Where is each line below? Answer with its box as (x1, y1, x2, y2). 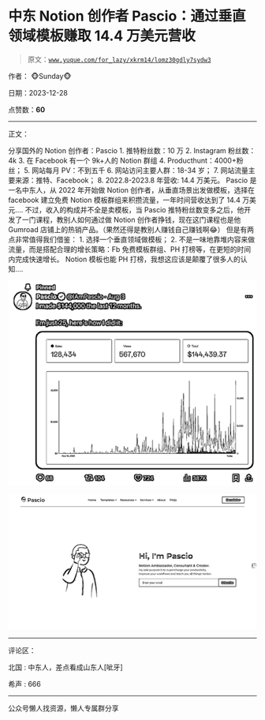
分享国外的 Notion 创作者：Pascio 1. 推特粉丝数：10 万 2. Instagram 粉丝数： (8, 145, 256, 155)
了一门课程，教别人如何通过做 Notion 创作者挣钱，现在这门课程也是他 (14, 215, 241, 224)
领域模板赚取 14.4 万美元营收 (8, 27, 196, 45)
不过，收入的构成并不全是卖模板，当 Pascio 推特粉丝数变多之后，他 (24, 204, 244, 214)
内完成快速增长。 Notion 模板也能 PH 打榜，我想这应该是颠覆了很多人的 (8, 254, 241, 264)
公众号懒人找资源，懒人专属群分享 (8, 703, 119, 713)
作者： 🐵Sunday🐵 (8, 71, 72, 81)
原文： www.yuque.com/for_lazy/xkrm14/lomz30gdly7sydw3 (27, 54, 211, 64)
